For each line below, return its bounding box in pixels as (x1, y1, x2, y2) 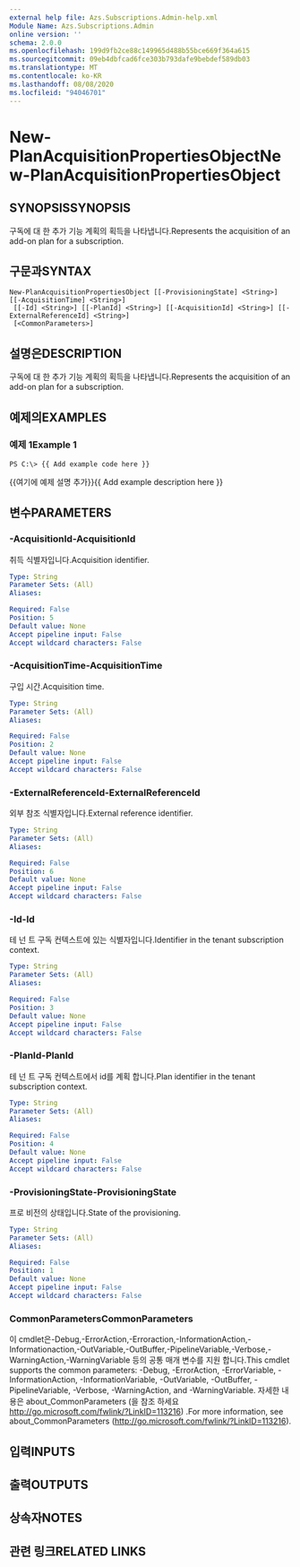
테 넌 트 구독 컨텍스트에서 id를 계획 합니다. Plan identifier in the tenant (9, 1070, 256, 1081)
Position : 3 (9, 1003, 54, 1012)
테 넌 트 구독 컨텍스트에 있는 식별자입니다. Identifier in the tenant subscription (9, 934, 284, 946)
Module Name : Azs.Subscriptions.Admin (9, 22, 154, 30)
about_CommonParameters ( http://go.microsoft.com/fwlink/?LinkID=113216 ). (9, 1415, 292, 1426)
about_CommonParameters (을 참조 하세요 (25, 1396, 179, 1407)
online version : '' (9, 30, 82, 39)
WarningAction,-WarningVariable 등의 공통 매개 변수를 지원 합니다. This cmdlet (9, 1355, 290, 1365)
